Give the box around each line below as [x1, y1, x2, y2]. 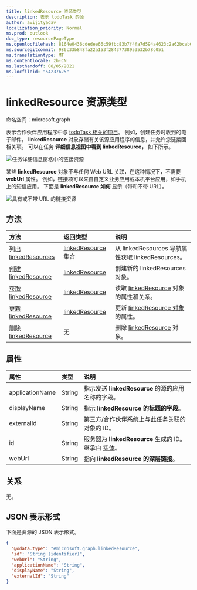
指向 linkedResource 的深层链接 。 [83, 455, 179, 463]
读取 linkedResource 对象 [115, 284, 185, 292]
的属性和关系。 [115, 293, 157, 301]
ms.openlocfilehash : [6, 42, 57, 48]
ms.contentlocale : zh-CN [6, 57, 67, 63]
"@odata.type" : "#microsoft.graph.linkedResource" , [11, 546, 141, 552]
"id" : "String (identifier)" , [11, 551, 85, 557]
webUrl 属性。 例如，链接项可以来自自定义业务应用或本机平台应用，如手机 [6, 175, 186, 182]
